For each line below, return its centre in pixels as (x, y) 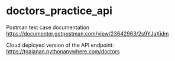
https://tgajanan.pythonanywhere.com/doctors (63, 51)
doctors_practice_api (59, 11)
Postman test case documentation (48, 27)
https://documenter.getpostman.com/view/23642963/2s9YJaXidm (87, 33)
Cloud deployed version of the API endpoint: (60, 45)
